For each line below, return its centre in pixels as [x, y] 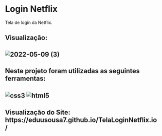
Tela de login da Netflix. [29, 22]
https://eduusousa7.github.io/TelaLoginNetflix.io [81, 120]
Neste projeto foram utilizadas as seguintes [72, 71]
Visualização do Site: [38, 112]
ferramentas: [26, 79]
